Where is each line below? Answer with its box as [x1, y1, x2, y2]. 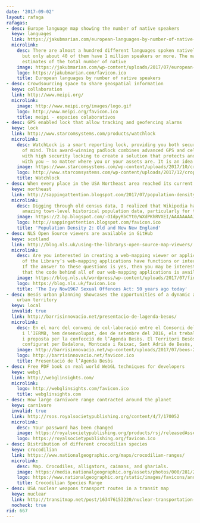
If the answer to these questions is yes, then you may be [21, 264, 171, 270]
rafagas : [6, 20, 28, 26]
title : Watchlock [17, 175, 60, 181]
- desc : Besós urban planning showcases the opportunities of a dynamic [6, 292, 190, 298]
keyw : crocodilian [11, 447, 58, 453]
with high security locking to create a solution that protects [21, 153, 185, 159]
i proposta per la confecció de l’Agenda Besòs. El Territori [21, 336, 180, 342]
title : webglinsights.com [17, 391, 82, 397]
